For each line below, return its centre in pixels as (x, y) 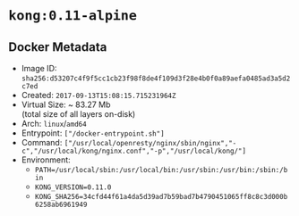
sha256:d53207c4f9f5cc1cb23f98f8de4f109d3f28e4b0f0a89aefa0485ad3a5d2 (156, 79)
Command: (42, 142)
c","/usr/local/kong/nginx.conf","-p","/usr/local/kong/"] (134, 151)
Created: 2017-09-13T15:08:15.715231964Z (98, 95)
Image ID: (39, 68)
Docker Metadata (58, 47)
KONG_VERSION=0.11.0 (73, 187)
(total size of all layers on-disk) (78, 114)
